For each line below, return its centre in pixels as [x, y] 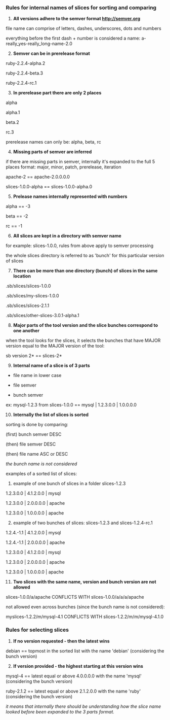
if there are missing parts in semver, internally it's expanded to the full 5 [80, 162]
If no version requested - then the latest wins [61, 641]
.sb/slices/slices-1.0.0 [28, 286]
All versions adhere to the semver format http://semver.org [77, 19]
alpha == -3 [18, 207]
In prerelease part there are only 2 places [57, 93]
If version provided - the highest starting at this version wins [78, 666]
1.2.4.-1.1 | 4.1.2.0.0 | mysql [33, 533]
